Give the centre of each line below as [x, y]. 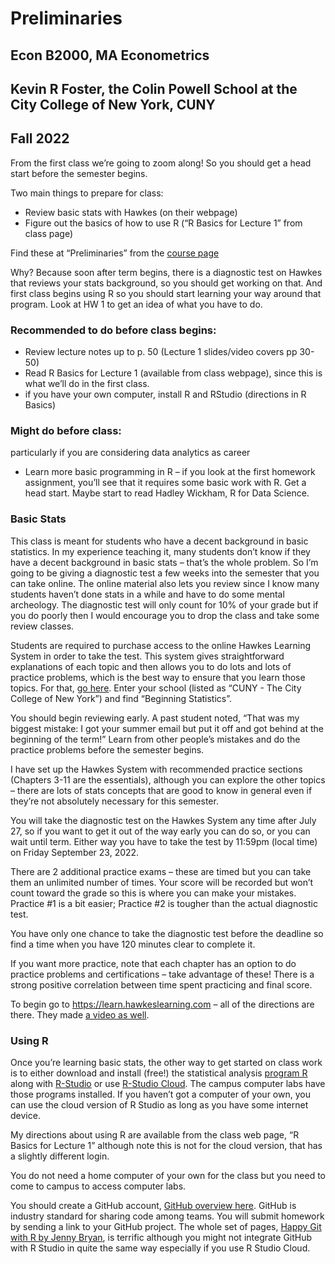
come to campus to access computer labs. [98, 1186]
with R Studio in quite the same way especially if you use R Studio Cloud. [160, 1248]
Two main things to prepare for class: [87, 193]
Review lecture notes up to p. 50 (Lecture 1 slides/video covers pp [161, 352]
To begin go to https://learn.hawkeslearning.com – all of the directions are [162, 1004]
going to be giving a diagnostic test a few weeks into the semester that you [165, 573]
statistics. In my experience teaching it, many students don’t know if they [160, 551]
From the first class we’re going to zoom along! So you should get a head [161, 163]
